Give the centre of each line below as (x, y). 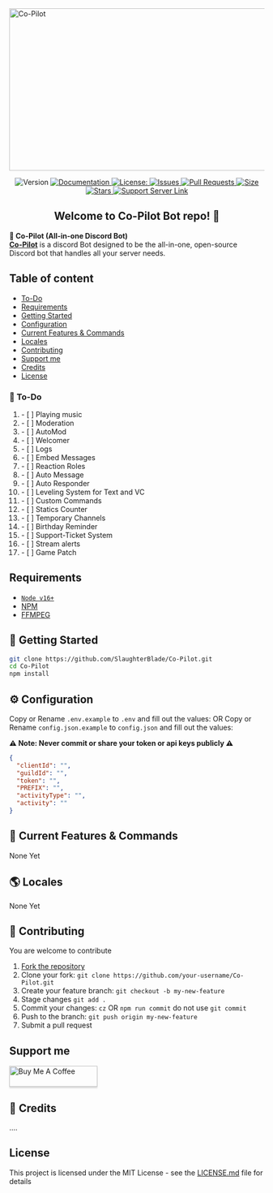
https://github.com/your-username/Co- (179, 976)
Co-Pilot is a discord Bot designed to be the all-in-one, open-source (124, 244)
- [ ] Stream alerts (50, 544)
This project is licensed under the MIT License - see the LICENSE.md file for (136, 1173)
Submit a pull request (56, 1025)
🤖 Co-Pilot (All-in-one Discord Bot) (68, 235)
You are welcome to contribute (60, 951)
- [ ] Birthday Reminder (59, 526)
